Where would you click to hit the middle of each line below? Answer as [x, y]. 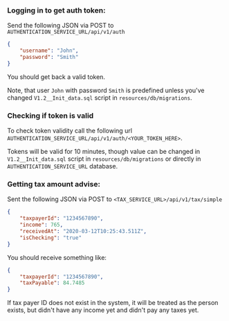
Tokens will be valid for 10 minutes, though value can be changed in [104, 152]
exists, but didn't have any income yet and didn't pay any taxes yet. [103, 310]
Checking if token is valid [51, 115]
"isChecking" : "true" [51, 238]
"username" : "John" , [49, 51]
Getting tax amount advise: [54, 184]
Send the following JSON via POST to [61, 26]
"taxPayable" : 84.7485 [52, 283]
